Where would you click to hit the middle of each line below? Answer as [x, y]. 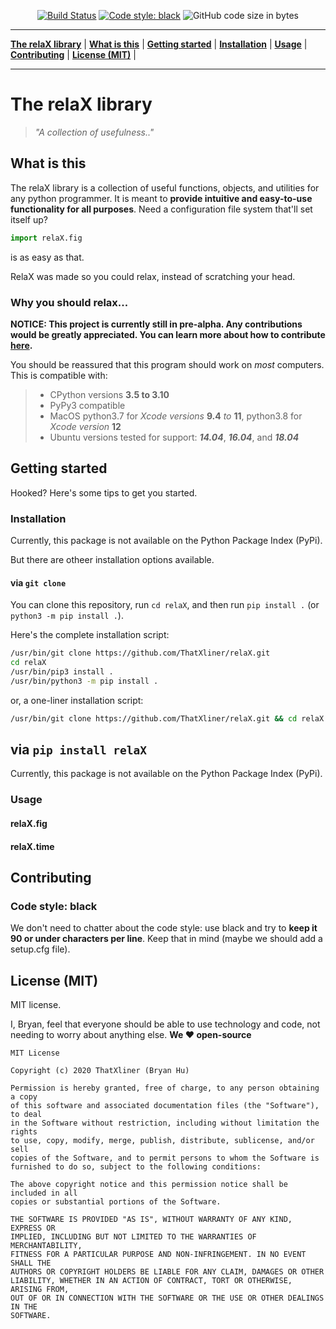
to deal [26, 1115]
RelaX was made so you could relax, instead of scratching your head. [153, 276]
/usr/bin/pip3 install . [62, 671]
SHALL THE [31, 1263]
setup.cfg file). [40, 949]
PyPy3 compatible [87, 405]
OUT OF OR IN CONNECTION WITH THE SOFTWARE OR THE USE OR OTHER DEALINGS [167, 1298]
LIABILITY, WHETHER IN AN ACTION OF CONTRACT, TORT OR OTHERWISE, [151, 1281]
